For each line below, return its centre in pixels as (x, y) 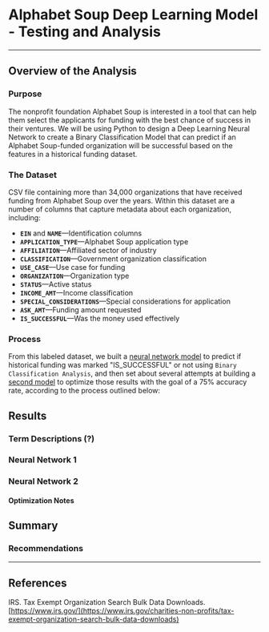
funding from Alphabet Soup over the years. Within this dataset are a (122, 200)
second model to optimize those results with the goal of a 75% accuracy (128, 382)
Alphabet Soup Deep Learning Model (133, 15)
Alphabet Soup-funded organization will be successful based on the (121, 145)
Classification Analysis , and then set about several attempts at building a (132, 373)
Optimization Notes (41, 500)
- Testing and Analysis (85, 32)
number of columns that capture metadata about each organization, (120, 209)
